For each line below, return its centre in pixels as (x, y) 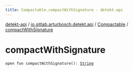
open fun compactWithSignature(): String (50, 63)
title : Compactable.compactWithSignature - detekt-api (64, 10)
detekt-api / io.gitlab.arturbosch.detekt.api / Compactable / (67, 24)
